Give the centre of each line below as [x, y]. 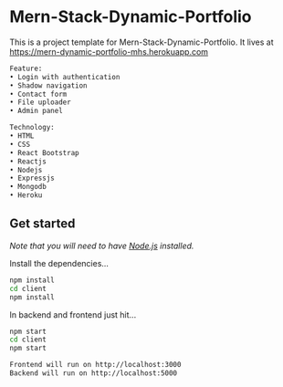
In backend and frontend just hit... [73, 314]
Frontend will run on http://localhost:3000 [95, 365]
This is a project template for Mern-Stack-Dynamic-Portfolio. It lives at [141, 42]
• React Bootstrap [44, 152]
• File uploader [40, 102]
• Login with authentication [65, 77]
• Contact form [38, 94]
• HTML [22, 136]
